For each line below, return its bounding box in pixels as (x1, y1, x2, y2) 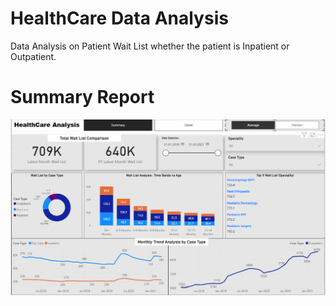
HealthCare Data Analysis (10, 7, 229, 30)
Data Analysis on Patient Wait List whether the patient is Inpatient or (10, 40, 290, 52)
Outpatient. (10, 50, 57, 62)
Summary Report (10, 86, 155, 109)
